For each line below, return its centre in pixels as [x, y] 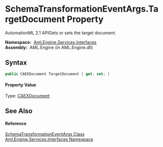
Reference [16, 123]
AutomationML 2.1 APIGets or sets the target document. [61, 33]
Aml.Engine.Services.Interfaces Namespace [49, 139]
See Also [19, 111]
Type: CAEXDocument [27, 95]
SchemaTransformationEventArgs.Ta [82, 9]
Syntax [16, 63]
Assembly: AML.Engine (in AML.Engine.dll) [49, 47]
